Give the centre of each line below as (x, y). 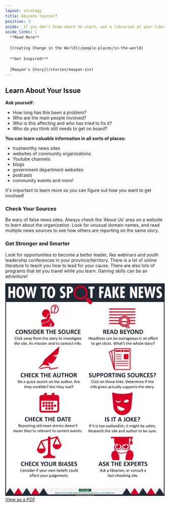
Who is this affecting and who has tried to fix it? (62, 123)
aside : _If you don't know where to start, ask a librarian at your (79, 27)
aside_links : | (21, 32)
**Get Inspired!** (29, 59)
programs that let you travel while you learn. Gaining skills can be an (76, 271)
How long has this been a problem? (49, 113)
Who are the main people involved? (49, 118)
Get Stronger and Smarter (37, 244)
